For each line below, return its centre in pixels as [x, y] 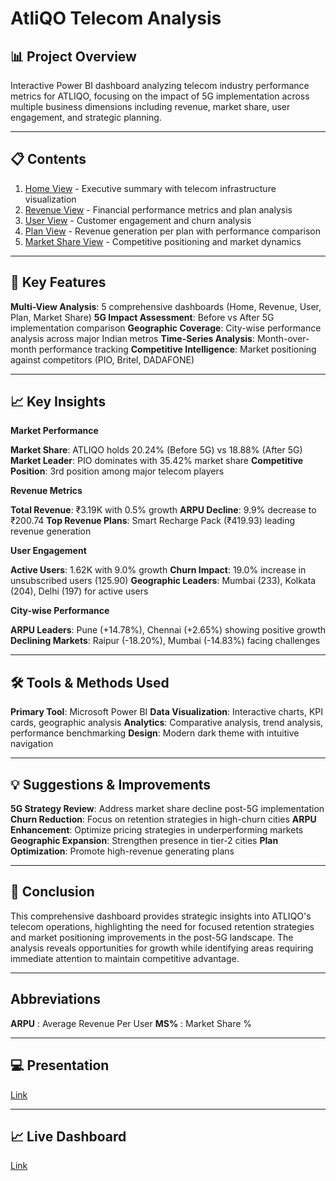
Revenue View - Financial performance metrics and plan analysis [158, 209]
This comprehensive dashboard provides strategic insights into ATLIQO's [161, 916]
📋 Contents [48, 159]
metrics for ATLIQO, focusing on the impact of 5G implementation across [160, 96]
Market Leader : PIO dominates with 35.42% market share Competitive [157, 461]
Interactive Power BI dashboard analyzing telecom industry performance [160, 85]
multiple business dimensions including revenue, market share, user [150, 106]
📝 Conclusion [52, 892]
